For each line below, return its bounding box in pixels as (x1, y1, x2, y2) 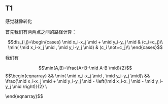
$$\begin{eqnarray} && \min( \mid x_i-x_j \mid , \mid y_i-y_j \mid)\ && (5, 73, 150, 79)
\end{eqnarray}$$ (5, 93, 43, 99)
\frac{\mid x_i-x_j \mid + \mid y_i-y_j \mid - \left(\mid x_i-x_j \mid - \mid (5, 78, 155, 84)
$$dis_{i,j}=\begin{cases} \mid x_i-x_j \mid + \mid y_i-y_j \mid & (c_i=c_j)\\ (7, 39, 163, 45)
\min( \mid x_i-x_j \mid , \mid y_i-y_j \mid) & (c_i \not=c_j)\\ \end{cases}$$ (8, 44, 163, 50)
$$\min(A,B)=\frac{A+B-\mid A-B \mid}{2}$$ (38, 65, 132, 71)
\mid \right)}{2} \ (12, 83, 47, 89)
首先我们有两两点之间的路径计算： (5, 29, 77, 35)
